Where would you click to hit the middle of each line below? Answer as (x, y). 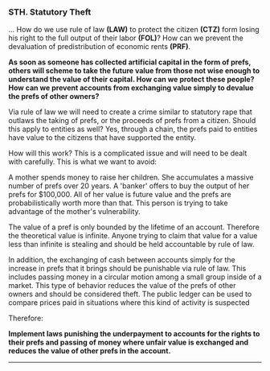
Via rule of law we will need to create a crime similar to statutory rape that (131, 112)
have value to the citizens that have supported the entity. (102, 138)
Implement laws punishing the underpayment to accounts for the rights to (134, 334)
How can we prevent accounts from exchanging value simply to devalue (131, 88)
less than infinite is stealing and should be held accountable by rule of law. (131, 245)
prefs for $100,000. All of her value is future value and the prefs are (120, 195)
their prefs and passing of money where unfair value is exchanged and (129, 342)
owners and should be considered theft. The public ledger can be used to (130, 294)
